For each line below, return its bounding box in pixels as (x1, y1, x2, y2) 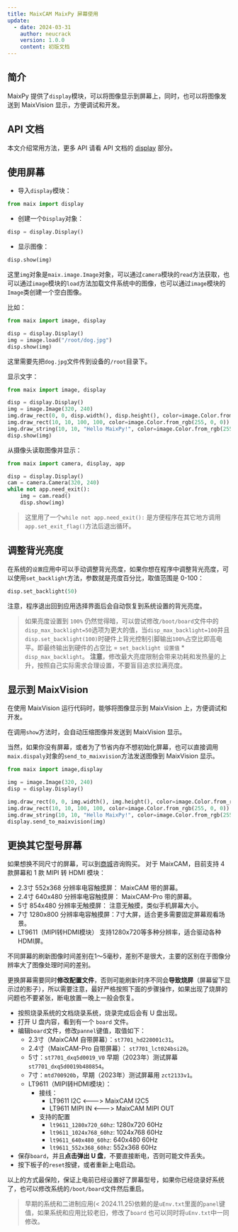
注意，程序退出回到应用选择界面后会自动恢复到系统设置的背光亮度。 (7, 601, 206, 610)
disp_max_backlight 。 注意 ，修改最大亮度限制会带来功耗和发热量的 (24, 652, 221, 660)
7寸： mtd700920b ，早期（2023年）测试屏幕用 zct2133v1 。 (28, 1071, 197, 1079)
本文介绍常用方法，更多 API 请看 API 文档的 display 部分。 (7, 143, 177, 152)
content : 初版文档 (20, 43, 70, 50)
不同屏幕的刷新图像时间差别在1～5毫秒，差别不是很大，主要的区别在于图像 (7, 952, 225, 961)
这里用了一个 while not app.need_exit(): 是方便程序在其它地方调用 (24, 513, 221, 521)
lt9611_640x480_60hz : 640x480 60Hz (49, 1135, 158, 1144)
